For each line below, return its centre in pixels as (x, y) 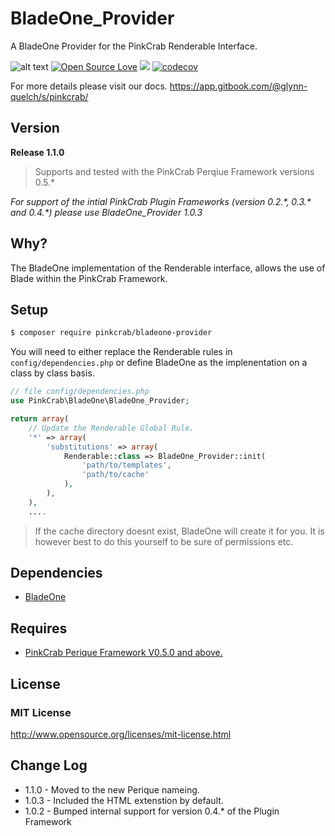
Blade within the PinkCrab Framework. (89, 278)
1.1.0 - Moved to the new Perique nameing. (112, 789)
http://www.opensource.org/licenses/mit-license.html (121, 734)
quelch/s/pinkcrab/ (49, 96)
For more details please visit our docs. (89, 86)
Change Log (49, 765)
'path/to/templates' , (126, 465)
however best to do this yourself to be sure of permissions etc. (164, 541)
